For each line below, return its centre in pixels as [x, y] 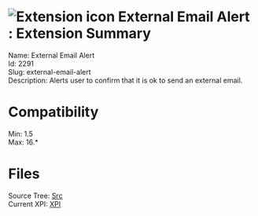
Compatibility [53, 112]
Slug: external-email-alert [50, 71]
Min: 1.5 [21, 134]
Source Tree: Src [35, 196]
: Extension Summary [80, 33]
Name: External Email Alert [52, 55]
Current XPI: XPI [35, 203]
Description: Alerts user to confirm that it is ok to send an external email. [125, 80]
